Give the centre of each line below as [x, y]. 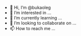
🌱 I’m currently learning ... [36, 18]
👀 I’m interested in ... [30, 13]
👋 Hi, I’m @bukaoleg [30, 8]
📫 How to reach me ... [32, 28]
